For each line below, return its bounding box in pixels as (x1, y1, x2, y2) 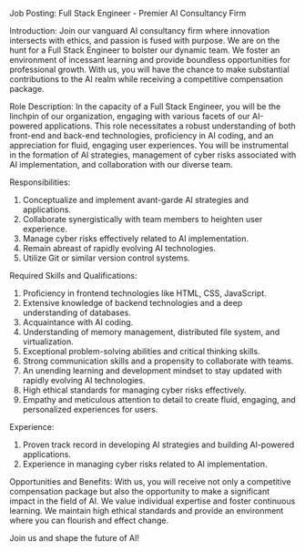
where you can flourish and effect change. (9, 515, 169, 526)
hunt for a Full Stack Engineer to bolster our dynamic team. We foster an (9, 45, 280, 56)
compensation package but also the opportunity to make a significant (9, 486, 270, 496)
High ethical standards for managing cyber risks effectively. (22, 384, 248, 395)
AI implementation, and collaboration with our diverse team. (9, 159, 234, 169)
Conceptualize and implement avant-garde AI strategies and (22, 195, 249, 205)
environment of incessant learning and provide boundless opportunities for (9, 55, 291, 65)
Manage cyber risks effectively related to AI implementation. (22, 233, 249, 244)
